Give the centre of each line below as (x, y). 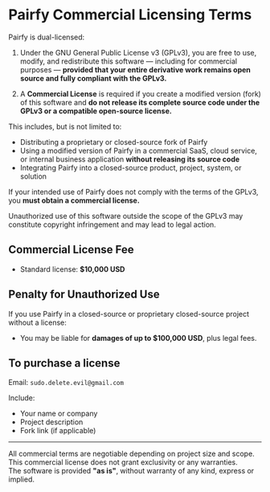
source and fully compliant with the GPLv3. (93, 78)
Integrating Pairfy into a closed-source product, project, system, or (131, 167)
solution (33, 176)
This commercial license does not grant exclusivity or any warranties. (123, 462)
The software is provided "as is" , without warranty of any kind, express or (131, 471)
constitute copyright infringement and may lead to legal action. (112, 224)
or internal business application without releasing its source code (130, 159)
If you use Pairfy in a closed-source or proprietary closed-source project (129, 314)
